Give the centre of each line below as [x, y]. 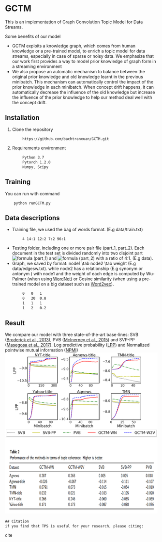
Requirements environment [39, 148]
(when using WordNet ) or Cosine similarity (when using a [84, 279]
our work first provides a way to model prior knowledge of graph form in [84, 61]
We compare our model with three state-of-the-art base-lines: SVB [72, 335]
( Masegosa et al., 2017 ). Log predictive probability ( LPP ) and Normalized [77, 345]
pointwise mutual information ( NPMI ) [42, 350]
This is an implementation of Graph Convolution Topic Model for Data [74, 22]
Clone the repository [32, 129]
